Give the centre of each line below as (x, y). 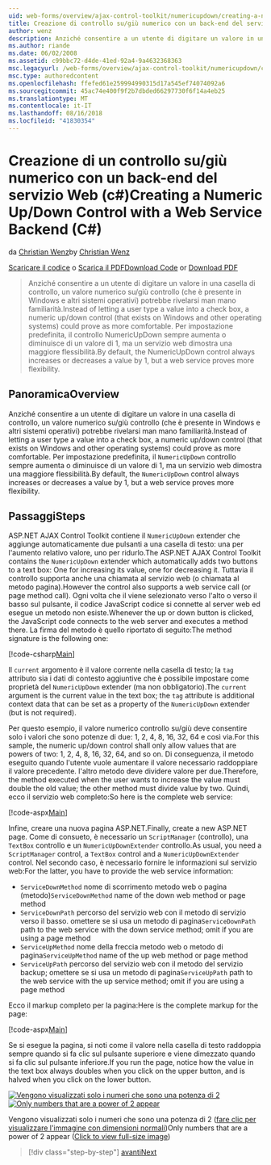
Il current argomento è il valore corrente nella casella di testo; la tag (121, 670)
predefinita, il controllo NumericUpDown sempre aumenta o (127, 334)
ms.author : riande (39, 46)
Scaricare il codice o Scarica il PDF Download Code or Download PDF (123, 267)
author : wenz (30, 31)
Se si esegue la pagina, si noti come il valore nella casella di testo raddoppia (135, 1046)
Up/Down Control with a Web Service (135, 213)
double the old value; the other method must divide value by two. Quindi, (129, 789)
